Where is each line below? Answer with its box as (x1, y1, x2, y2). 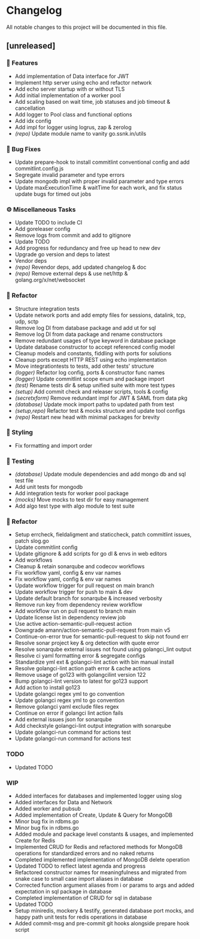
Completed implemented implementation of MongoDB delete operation (14, 856, 190, 863)
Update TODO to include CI (14, 219, 83, 226)
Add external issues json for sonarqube (14, 716, 113, 723)
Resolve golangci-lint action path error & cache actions (14, 665, 151, 672)
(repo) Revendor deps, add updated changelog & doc (14, 263, 147, 271)
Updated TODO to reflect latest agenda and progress (14, 862, 146, 869)
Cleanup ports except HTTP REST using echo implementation (14, 356, 167, 363)
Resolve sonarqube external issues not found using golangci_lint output (14, 646, 192, 653)
